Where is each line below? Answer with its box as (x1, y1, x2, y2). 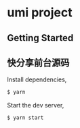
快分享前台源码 (7, 57, 70, 68)
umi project (7, 5, 73, 21)
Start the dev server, (7, 101, 64, 110)
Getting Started (7, 32, 74, 44)
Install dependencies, (7, 75, 67, 84)
